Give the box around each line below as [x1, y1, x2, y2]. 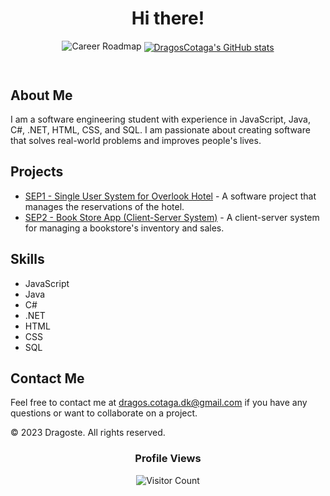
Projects [10, 163, 64, 181]
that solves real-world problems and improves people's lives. [10, 135, 262, 147]
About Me [10, 87, 73, 104]
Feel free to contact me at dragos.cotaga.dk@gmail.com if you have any [10, 397, 308, 409]
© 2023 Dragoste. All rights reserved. [10, 427, 166, 439]
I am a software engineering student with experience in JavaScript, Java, [10, 113, 312, 126]
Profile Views [134, 452, 202, 466]
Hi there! [131, 7, 205, 30]
